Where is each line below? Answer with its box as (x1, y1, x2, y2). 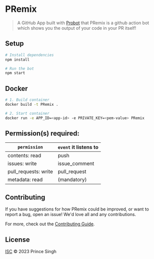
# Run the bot (5, 66, 35, 71)
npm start (5, 71, 26, 76)
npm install (5, 57, 30, 62)
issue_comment (57, 160, 95, 167)
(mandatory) (57, 176, 87, 183)
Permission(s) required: (5, 129, 80, 137)
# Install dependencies (5, 52, 54, 57)
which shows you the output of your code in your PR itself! (17, 25, 137, 31)
